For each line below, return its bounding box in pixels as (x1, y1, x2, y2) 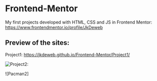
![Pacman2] (5, 71, 29, 77)
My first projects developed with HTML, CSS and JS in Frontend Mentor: (5, 19, 152, 25)
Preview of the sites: (5, 39, 70, 47)
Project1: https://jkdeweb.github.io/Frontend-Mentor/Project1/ (5, 52, 130, 57)
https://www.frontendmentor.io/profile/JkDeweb (5, 24, 103, 30)
